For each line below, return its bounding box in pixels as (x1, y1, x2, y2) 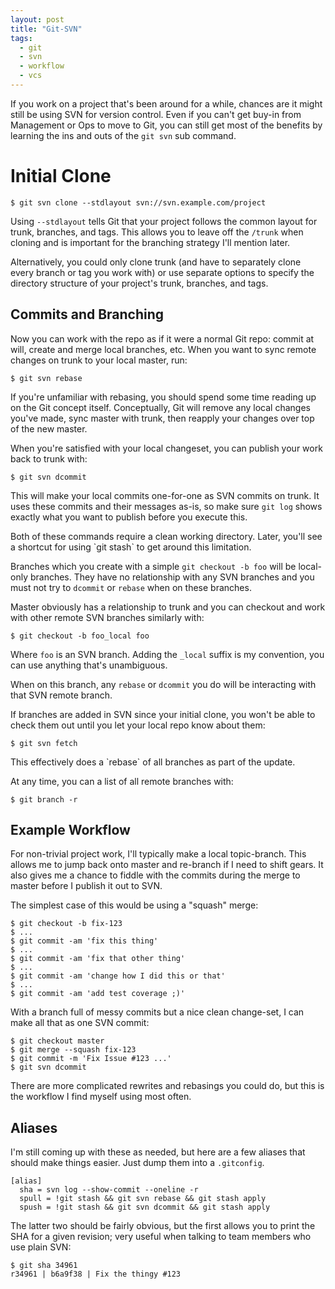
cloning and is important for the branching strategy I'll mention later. (10, 236, 291, 248)
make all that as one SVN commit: (10, 1017, 150, 1029)
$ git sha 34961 (10, 1261, 78, 1271)
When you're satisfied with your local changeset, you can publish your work (10, 442, 323, 454)
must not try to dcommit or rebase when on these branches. (10, 581, 252, 593)
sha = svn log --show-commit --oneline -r (19, 1185, 199, 1195)
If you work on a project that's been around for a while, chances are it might (10, 97, 323, 110)
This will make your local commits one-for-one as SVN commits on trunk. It (10, 489, 320, 501)
